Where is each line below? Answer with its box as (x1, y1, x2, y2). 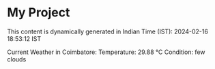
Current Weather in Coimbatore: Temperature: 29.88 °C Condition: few (7, 48, 206, 56)
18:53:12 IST (7, 34, 42, 42)
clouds (7, 55, 27, 63)
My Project (7, 5, 70, 20)
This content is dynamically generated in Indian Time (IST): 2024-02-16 (7, 27, 208, 36)
